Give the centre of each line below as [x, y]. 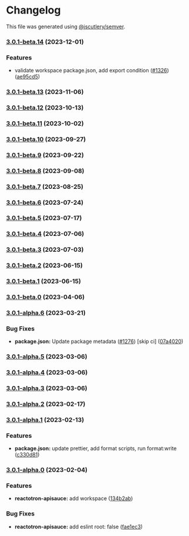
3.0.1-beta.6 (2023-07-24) [45, 202]
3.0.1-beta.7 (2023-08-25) [45, 187]
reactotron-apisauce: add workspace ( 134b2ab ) [74, 498]
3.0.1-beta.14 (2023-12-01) [45, 42]
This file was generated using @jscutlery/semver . [66, 26]
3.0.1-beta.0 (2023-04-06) [45, 297]
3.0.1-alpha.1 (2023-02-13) [45, 420]
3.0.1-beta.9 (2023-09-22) [45, 155]
